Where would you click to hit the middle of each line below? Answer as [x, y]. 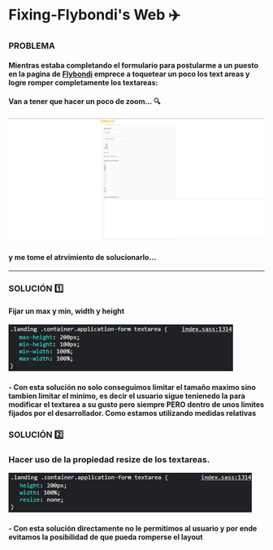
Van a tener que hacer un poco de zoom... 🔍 [84, 102]
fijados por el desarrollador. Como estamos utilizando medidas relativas [132, 413]
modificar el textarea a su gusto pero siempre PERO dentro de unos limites [136, 404]
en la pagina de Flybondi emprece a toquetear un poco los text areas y [129, 74]
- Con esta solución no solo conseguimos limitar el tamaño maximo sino [132, 387]
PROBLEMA [32, 46]
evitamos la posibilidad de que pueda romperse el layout [106, 537]
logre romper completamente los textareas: [83, 82]
